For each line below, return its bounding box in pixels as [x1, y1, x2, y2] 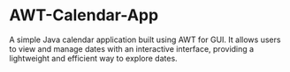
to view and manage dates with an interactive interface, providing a [9, 43, 255, 54]
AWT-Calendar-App [9, 5, 159, 25]
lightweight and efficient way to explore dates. [9, 53, 179, 63]
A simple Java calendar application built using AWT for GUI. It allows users [9, 34, 281, 45]
